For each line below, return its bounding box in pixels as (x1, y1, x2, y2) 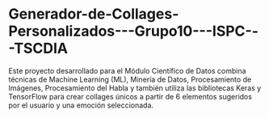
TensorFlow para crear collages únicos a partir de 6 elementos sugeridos (8, 91, 253, 101)
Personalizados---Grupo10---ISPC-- (8, 22, 259, 40)
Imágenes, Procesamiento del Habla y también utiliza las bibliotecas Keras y (8, 82, 262, 93)
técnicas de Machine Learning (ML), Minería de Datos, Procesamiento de (8, 74, 252, 84)
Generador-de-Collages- (8, 5, 179, 23)
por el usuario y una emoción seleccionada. (8, 100, 154, 110)
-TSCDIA (8, 40, 69, 57)
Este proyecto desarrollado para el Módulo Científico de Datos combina (8, 65, 246, 75)
